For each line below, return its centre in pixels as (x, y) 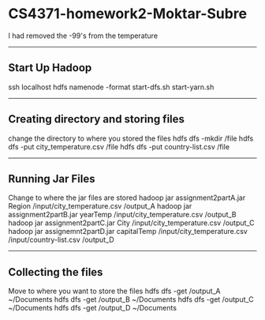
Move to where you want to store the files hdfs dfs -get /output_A (114, 291)
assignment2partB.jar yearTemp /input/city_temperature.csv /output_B (122, 215)
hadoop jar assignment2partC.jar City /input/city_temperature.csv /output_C (131, 223)
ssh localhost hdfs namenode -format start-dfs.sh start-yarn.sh (111, 87)
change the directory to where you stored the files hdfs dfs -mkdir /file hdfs (131, 138)
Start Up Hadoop (50, 68)
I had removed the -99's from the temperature (83, 36)
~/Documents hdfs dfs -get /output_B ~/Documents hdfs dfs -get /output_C (131, 299)
